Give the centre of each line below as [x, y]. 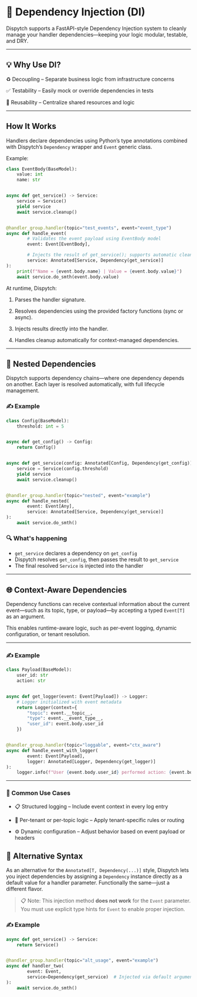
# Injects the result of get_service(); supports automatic [102, 255]
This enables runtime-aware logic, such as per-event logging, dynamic [91, 628]
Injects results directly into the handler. [61, 329]
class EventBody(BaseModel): [42, 169]
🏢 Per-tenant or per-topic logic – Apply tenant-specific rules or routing [99, 820]
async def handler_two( [35, 966]
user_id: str [33, 675]
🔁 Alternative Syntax [45, 856]
